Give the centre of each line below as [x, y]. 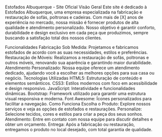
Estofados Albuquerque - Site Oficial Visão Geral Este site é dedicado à [76, 7]
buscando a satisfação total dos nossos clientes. [54, 38]
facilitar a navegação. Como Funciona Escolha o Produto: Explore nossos [78, 104]
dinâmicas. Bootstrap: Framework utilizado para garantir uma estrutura [75, 93]
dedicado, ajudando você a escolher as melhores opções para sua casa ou [80, 73]
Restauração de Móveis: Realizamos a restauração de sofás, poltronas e [77, 57]
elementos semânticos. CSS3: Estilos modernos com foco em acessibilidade [81, 83]
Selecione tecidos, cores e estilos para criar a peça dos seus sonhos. [74, 114]
